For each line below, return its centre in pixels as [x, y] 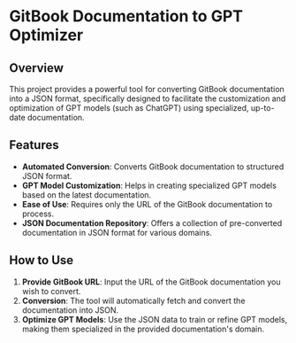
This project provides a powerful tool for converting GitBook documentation [147, 89]
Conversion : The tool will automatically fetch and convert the [133, 300]
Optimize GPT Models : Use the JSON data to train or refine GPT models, [155, 319]
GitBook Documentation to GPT [126, 16]
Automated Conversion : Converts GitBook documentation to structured [153, 167]
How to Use [42, 260]
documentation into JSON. [70, 310]
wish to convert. [51, 291]
